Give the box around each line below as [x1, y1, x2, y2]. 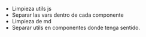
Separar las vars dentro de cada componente [11, 11, 124, 18]
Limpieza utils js [11, 5, 52, 12]
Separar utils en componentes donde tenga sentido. [11, 24, 141, 31]
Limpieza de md [11, 18, 52, 24]
